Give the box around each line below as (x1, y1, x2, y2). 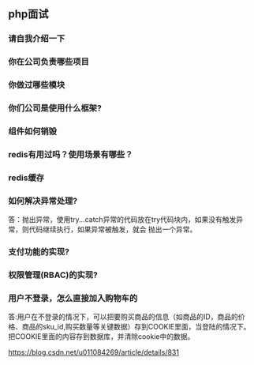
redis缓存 (8, 172, 45, 183)
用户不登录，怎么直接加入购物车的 (8, 292, 138, 303)
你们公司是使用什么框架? (8, 103, 103, 114)
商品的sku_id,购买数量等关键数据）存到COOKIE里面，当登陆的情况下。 (21, 322, 251, 332)
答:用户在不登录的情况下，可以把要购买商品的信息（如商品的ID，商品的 (8, 312, 238, 322)
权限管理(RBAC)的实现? (8, 269, 99, 280)
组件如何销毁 (8, 126, 58, 137)
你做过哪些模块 (8, 80, 65, 91)
